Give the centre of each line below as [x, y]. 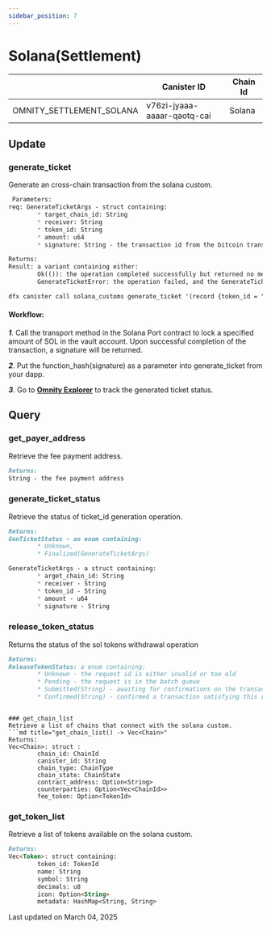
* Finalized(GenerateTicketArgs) [94, 554]
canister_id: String [72, 761]
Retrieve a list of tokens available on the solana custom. [101, 835]
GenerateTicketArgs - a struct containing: [83, 569]
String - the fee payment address [67, 478]
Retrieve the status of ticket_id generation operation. [96, 516]
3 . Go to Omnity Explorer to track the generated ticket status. [111, 390]
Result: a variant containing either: [73, 267]
